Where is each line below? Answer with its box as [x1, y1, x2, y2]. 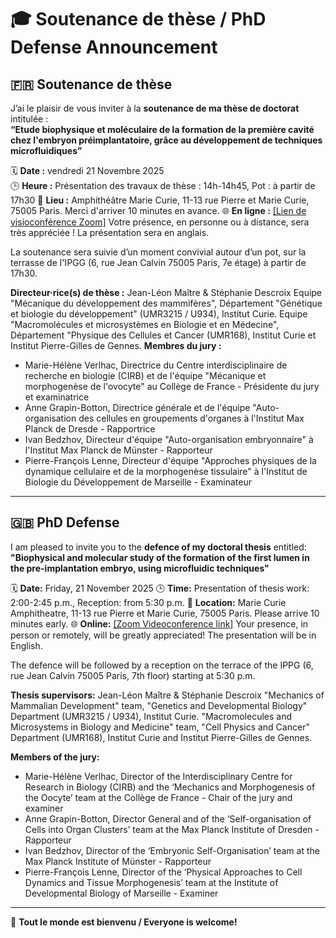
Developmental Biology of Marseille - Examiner [24, 887, 219, 899]
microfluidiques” [10, 145, 83, 156]
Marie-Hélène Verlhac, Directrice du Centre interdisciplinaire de [24, 359, 288, 371]
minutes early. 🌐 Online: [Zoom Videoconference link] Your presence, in [10, 617, 309, 630]
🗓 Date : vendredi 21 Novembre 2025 [10, 165, 165, 176]
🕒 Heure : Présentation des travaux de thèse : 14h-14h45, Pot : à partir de [10, 180, 316, 191]
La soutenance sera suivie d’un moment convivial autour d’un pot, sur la [10, 246, 307, 258]
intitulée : [10, 113, 49, 125]
